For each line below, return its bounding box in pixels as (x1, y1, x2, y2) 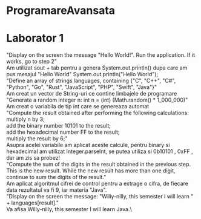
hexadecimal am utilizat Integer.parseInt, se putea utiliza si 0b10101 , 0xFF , (6, 148, 193, 155)
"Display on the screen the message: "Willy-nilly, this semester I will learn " (6, 193, 194, 200)
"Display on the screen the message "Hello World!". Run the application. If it (6, 51, 196, 59)
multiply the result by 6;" (6, 135, 68, 142)
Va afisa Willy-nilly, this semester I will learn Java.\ (6, 206, 132, 213)
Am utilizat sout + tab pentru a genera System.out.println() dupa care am (6, 64, 188, 71)
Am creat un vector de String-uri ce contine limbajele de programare (6, 90, 177, 97)
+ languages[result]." (6, 199, 59, 206)
